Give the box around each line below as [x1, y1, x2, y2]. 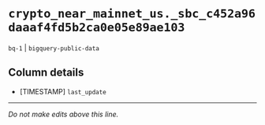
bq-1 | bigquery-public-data [8, 42, 100, 53]
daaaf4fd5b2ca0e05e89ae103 [8, 20, 185, 35]
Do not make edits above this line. [8, 109, 119, 119]
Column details [8, 66, 84, 79]
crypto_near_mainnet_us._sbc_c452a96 [8, 6, 256, 21]
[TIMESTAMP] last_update [19, 86, 106, 96]
